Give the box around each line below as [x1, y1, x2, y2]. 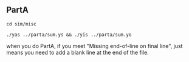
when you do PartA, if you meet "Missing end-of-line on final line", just [6, 42, 183, 49]
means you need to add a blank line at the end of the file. [6, 49, 149, 56]
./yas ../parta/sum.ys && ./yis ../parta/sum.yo [6, 32, 132, 38]
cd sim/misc [6, 21, 36, 27]
